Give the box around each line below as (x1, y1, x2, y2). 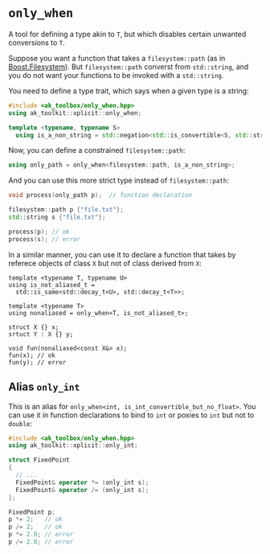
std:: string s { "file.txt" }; (8, 213, 106, 222)
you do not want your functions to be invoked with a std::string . (8, 70, 224, 80)
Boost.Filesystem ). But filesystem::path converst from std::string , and (8, 62, 249, 72)
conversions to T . (8, 38, 66, 47)
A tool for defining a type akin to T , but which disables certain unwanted (8, 29, 247, 39)
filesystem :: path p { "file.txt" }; (8, 206, 125, 214)
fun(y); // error (8, 358, 67, 367)
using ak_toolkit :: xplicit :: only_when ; (8, 109, 142, 117)
